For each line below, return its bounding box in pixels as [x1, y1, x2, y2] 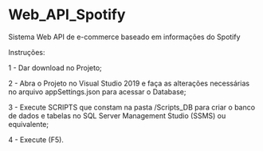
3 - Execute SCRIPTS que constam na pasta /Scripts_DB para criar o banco [8, 102, 256, 112]
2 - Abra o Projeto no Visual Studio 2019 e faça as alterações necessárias [8, 78, 249, 88]
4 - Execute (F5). [8, 134, 64, 145]
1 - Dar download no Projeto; [8, 62, 102, 73]
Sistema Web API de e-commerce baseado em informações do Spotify [8, 32, 241, 42]
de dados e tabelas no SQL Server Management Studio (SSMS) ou [8, 110, 226, 121]
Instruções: [8, 47, 45, 57]
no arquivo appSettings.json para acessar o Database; [8, 86, 186, 97]
